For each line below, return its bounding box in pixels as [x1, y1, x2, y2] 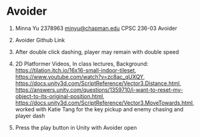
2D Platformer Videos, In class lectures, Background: [15, 60, 149, 67]
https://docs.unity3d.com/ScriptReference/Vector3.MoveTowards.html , [15, 99, 194, 106]
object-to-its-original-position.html [15, 92, 103, 100]
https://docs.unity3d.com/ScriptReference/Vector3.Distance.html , [15, 80, 182, 87]
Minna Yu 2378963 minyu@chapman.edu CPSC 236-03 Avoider [15, 24, 177, 32]
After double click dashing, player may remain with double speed [15, 48, 179, 56]
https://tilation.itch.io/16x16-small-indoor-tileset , [15, 66, 136, 74]
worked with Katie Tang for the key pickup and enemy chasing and [15, 105, 183, 113]
